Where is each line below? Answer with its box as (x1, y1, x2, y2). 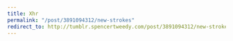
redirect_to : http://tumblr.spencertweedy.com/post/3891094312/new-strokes (7, 23, 231, 30)
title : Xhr (7, 10, 39, 17)
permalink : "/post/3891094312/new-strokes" (7, 17, 135, 24)
